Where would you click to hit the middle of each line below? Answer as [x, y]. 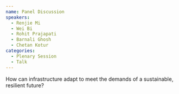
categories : [20, 51]
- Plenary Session [34, 56]
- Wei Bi [22, 28]
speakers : [18, 17]
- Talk [19, 62]
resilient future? [25, 85]
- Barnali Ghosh [31, 40]
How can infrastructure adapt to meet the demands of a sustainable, [89, 79]
